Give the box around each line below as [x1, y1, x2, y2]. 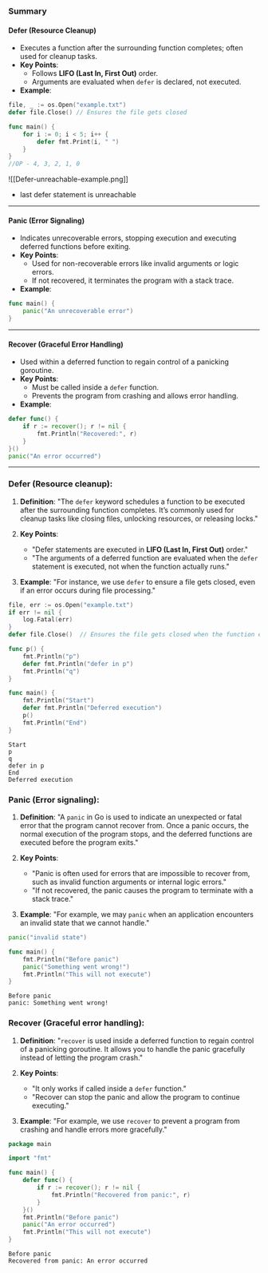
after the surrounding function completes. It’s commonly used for [19, 505, 235, 514]
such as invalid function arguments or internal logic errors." [31, 877, 227, 886]
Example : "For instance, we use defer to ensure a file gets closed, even [19, 577, 256, 586]
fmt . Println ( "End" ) [22, 719, 88, 727]
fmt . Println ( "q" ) [22, 667, 81, 676]
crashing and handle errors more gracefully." [19, 1124, 167, 1134]
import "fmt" [8, 1154, 52, 1163]
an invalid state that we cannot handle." [19, 918, 150, 927]
